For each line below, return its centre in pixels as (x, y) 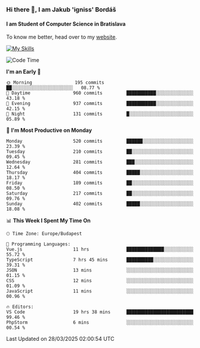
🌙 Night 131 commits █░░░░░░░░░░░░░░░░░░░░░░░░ (100, 114)
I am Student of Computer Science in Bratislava (66, 24)
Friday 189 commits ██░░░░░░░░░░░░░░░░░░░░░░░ (100, 183)
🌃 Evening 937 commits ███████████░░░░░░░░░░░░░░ (100, 104)
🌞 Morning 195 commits (55, 83)
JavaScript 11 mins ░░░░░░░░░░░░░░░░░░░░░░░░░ (100, 291)
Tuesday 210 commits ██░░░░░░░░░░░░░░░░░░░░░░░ (100, 152)
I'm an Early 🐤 (24, 72)
